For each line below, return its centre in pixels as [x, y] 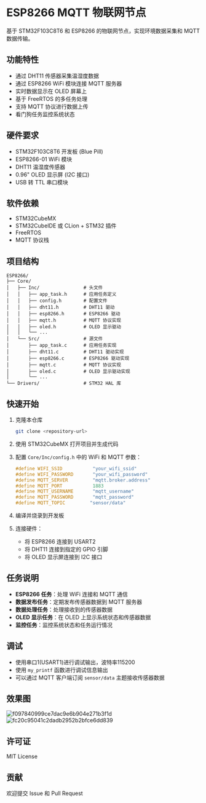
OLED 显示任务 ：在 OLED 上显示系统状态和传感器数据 [83, 617]
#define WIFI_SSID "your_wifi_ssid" [76, 469]
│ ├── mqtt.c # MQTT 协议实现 [64, 365]
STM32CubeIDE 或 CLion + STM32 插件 [66, 226]
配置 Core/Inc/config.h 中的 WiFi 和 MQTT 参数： [78, 457]
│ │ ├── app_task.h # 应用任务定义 [61, 295]
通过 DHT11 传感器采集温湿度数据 [57, 76]
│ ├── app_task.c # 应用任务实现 [61, 346]
